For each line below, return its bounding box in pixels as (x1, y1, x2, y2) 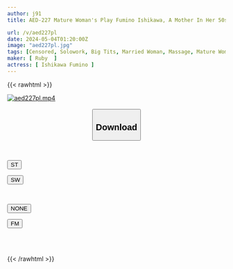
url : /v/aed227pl (7, 29, 58, 36)
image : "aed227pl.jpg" (7, 42, 73, 49)
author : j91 (7, 10, 42, 17)
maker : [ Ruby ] (7, 55, 58, 62)
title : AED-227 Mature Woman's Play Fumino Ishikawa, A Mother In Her (7, 17, 216, 24)
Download (96, 122, 137, 132)
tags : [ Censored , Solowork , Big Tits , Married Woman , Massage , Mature (7, 49, 216, 55)
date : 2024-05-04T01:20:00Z (7, 35, 89, 42)
